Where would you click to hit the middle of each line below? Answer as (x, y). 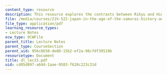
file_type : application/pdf (34, 23)
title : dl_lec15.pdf (27, 60)
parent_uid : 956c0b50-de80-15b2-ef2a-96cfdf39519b (59, 51)
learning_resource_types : (32, 28)
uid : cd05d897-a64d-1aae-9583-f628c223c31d (51, 65)
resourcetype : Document (30, 56)
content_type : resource (30, 10)
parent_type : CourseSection (34, 46)
